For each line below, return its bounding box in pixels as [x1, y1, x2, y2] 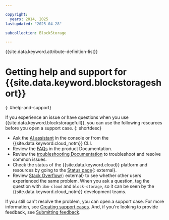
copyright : [5, 12, 28, 17]
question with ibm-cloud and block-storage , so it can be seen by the [12, 183, 155, 190]
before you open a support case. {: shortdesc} [5, 125, 102, 131]
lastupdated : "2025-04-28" [5, 21, 62, 26]
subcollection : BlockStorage [5, 30, 67, 35]
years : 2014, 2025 [10, 16, 49, 22]
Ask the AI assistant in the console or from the [12, 135, 109, 141]
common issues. [12, 156, 47, 162]
